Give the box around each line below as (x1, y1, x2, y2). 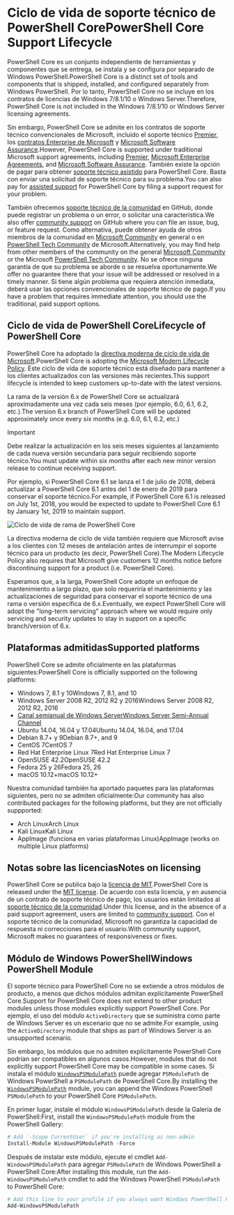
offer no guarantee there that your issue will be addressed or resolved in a (7, 270, 220, 278)
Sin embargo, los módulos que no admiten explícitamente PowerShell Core (7, 1048, 221, 1056)
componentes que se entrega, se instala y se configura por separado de (7, 65, 214, 73)
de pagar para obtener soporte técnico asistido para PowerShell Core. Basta (7, 167, 226, 176)
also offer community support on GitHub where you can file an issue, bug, (7, 218, 219, 226)
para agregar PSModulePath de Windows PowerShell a (68, 1160, 221, 1168)
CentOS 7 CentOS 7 (17, 741, 73, 749)
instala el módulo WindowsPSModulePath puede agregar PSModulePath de (7, 1069, 210, 1078)
